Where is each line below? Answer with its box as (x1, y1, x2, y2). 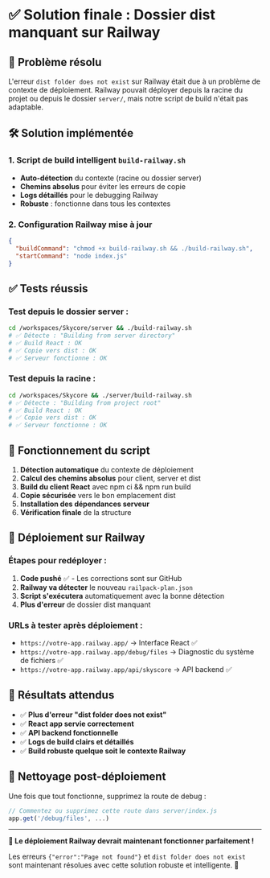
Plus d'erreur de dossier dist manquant (19, 600, 151, 609)
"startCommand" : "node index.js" (15, 252, 128, 260)
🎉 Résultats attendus (8, 688, 115, 702)
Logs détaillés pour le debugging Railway (19, 190, 158, 200)
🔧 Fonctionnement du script (8, 443, 150, 457)
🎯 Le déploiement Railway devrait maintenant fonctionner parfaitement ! (8, 836, 255, 846)
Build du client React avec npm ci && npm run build (19, 482, 191, 492)
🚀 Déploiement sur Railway (8, 531, 145, 545)
